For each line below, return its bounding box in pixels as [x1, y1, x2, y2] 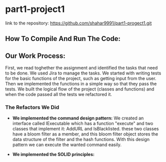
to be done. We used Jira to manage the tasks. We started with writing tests [5, 70, 161, 76]
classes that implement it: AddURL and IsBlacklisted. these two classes [12, 126, 159, 132]
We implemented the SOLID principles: [12, 151, 95, 157]
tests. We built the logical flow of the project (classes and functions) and [5, 86, 154, 92]
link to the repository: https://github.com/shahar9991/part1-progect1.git [5, 20, 152, 26]
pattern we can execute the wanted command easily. [12, 141, 121, 148]
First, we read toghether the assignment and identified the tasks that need [5, 65, 158, 71]
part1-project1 [5, 3, 65, 15]
